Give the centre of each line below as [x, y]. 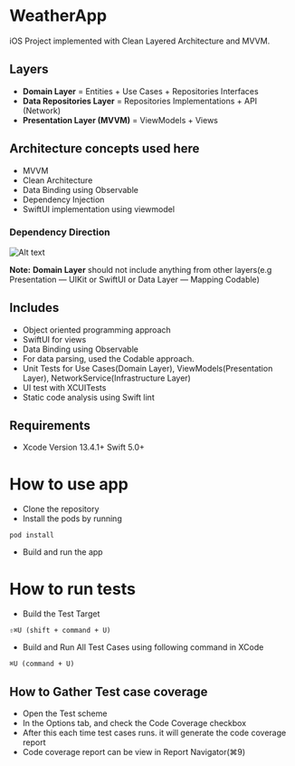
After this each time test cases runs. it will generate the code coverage [154, 733]
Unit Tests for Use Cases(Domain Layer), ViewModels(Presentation [147, 368]
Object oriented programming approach [97, 330]
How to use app [69, 484]
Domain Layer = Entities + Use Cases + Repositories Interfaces [141, 91]
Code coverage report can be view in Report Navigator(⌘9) [134, 752]
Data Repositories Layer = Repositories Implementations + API [140, 101]
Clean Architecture [57, 180]
